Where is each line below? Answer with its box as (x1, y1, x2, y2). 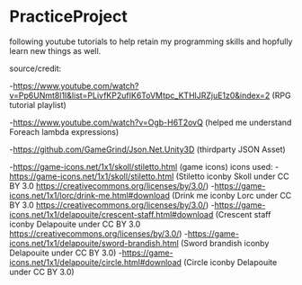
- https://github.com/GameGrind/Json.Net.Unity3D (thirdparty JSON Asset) (9, 144, 286, 155)
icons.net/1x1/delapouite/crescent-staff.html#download (9, 209, 214, 219)
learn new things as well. (9, 45, 102, 56)
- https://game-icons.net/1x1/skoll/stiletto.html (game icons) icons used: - (9, 161, 280, 172)
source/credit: (9, 63, 62, 74)
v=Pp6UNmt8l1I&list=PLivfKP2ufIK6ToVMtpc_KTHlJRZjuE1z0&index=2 (9, 90, 271, 101)
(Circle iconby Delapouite (183, 256, 278, 267)
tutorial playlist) (9, 99, 67, 110)
